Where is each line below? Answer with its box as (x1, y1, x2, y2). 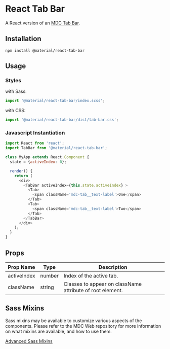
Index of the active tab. (63, 272, 118, 279)
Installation (5, 34, 41, 43)
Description (98, 263, 127, 270)
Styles (5, 77, 22, 84)
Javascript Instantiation (5, 129, 65, 136)
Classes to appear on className (63, 280, 142, 287)
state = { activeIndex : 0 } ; (10, 159, 67, 165)
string (40, 284, 54, 291)
